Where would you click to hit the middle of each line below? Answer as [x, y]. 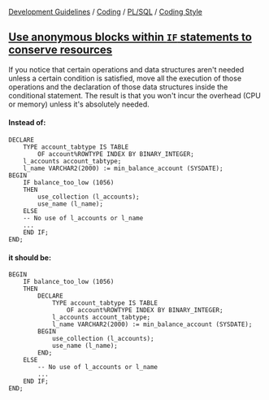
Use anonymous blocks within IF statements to [130, 37]
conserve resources [61, 50]
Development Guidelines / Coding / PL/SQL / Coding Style [106, 12]
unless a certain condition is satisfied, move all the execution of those [125, 78]
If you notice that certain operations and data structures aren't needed [126, 69]
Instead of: [27, 123]
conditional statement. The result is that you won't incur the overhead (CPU [135, 95]
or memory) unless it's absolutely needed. [79, 104]
